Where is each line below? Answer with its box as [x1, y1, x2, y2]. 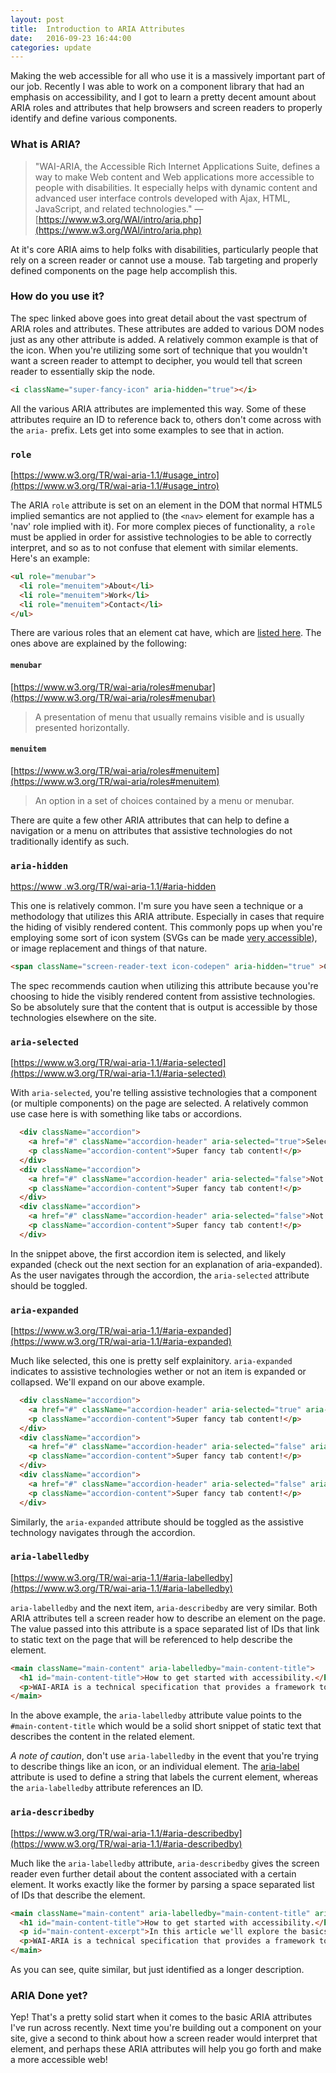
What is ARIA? [10, 137, 81, 151]
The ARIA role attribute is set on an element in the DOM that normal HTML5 [10, 499, 323, 511]
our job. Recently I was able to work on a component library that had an [10, 81, 305, 93]
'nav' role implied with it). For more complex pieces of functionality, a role [10, 521, 316, 533]
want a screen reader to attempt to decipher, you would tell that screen [10, 354, 303, 366]
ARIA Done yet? [10, 1988, 88, 2002]
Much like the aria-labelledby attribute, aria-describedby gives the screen [10, 1857, 320, 1869]
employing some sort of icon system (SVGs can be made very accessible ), [10, 932, 318, 944]
